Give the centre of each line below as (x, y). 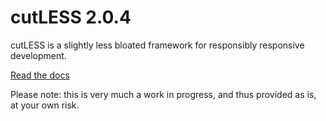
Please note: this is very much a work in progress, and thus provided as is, (163, 94)
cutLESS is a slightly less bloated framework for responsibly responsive (157, 45)
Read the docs (40, 75)
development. (38, 55)
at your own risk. (45, 105)
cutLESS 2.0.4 (71, 17)
